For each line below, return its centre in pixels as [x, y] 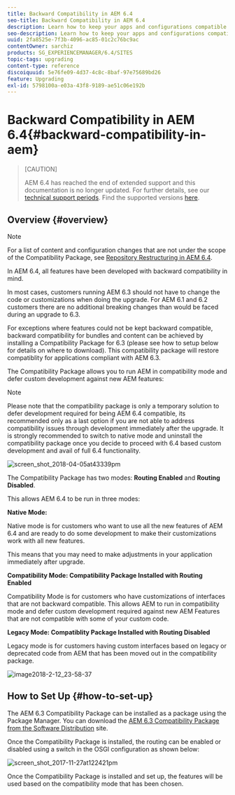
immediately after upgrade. [46, 562]
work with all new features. [46, 541]
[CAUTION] [41, 170]
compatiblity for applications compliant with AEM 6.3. [84, 358]
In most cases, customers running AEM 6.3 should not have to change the [114, 292]
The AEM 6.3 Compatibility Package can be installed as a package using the [117, 713]
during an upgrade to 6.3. [44, 314]
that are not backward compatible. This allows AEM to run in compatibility [113, 604]
